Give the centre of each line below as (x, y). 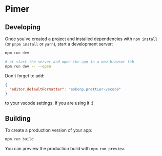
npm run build (20, 139)
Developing (23, 27)
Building (18, 118)
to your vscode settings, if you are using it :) (49, 103)
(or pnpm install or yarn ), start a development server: (59, 44)
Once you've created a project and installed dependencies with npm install (81, 39)
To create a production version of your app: (49, 130)
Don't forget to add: (25, 76)
